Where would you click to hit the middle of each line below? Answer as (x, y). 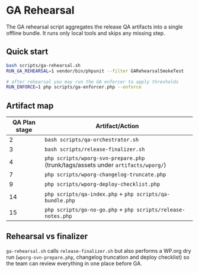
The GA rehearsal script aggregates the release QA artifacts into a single (94, 27)
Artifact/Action (117, 126)
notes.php (58, 216)
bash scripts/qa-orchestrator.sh (92, 140)
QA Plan (24, 122)
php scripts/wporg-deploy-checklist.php (102, 184)
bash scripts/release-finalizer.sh (95, 150)
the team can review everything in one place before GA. (74, 263)
